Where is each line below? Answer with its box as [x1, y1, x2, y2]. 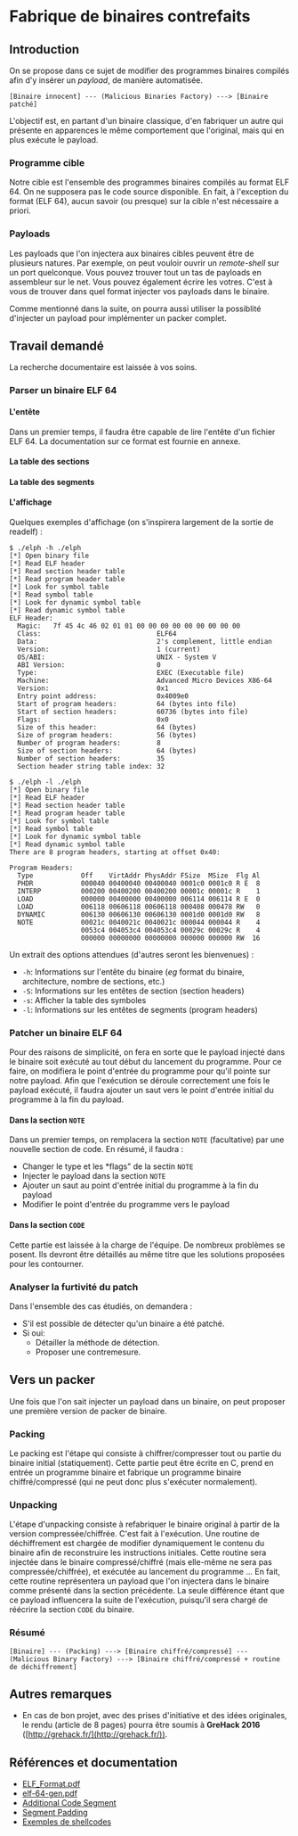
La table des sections [9, 457, 90, 467]
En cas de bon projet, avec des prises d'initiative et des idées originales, [21, 1710, 287, 1721]
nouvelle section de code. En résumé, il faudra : [9, 1144, 184, 1155]
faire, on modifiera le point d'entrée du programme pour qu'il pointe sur [9, 1066, 271, 1076]
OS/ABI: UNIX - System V [17, 653, 217, 662]
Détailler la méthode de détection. [35, 1337, 160, 1347]
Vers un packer [9, 1372, 96, 1387]
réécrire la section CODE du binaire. [9, 1604, 135, 1615]
